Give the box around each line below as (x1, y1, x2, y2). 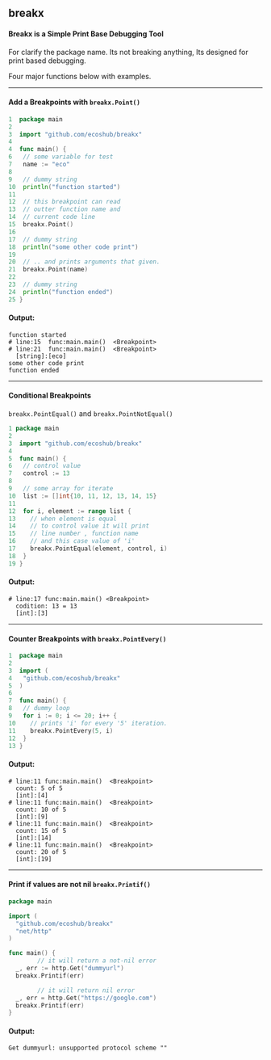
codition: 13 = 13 (15, 602, 78, 610)
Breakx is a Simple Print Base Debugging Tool (8, 28, 164, 39)
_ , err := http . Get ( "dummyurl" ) (15, 965, 125, 973)
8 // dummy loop (8, 705, 70, 713)
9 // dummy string (8, 175, 78, 183)
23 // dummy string (8, 280, 78, 289)
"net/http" (15, 927, 52, 936)
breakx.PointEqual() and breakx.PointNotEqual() (8, 409, 173, 419)
